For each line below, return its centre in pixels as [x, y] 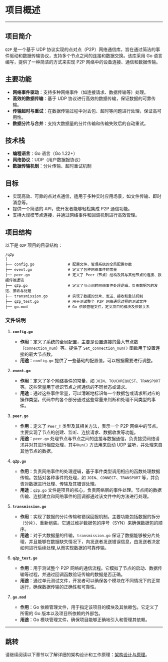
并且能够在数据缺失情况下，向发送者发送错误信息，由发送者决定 [94, 542]
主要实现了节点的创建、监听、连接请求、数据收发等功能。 [79, 432]
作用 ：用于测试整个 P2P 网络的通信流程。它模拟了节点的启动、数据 [89, 568]
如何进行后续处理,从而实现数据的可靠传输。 [64, 548]
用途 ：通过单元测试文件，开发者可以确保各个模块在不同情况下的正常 [90, 581]
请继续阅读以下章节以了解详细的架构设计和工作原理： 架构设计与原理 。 [77, 655]
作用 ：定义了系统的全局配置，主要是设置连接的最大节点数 [79, 342]
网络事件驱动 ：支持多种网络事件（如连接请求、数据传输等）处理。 [80, 92]
